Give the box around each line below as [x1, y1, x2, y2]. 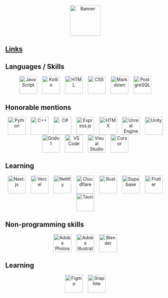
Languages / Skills [5, 62, 65, 71]
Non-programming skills [5, 220, 84, 229]
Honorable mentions [5, 103, 72, 112]
